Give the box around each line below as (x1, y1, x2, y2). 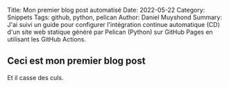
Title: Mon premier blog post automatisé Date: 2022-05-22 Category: (7, 6, 205, 14)
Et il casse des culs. (7, 73, 64, 81)
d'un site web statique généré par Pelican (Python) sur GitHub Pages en (7, 28, 213, 36)
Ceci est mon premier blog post (7, 55, 146, 67)
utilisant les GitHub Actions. (7, 35, 87, 43)
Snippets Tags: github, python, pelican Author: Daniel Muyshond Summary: (7, 13, 223, 21)
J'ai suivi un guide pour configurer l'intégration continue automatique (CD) (7, 21, 221, 28)
